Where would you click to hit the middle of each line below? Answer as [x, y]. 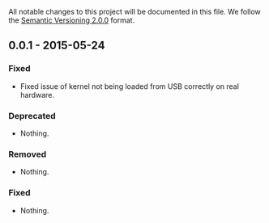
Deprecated [32, 116]
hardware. [37, 95]
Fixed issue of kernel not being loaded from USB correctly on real [129, 86]
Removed [28, 154]
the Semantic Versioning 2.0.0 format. [72, 20]
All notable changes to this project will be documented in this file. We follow [134, 12]
